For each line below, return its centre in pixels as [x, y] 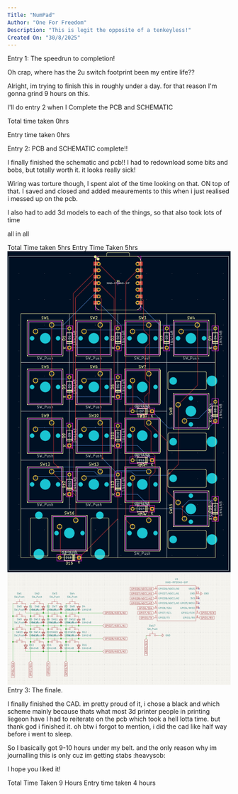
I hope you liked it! [34, 769]
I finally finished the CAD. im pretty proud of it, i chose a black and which [114, 704]
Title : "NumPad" [31, 15]
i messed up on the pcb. [42, 199]
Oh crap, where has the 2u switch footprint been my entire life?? [101, 72]
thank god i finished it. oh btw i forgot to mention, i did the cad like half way [117, 726]
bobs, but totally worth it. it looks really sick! [72, 170]
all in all [18, 234]
